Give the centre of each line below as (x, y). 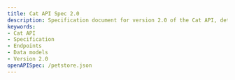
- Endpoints (24, 46)
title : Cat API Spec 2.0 (43, 14)
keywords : (22, 26)
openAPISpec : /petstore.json (50, 65)
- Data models (28, 53)
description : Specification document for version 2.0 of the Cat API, (112, 20)
